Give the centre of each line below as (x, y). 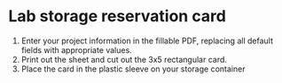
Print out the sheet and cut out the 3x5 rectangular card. (124, 59)
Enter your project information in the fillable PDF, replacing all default (147, 41)
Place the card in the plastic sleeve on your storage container (133, 69)
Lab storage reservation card (117, 16)
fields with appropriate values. (76, 49)
